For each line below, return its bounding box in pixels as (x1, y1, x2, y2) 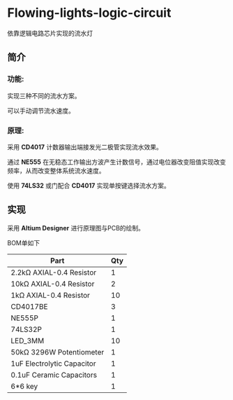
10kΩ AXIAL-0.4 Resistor (10, 279, 95, 289)
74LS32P (10, 324, 43, 334)
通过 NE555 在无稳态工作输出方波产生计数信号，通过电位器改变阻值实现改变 (7, 158, 227, 166)
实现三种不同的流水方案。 (7, 91, 81, 99)
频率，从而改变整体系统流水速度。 (7, 166, 105, 174)
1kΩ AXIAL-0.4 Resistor (10, 290, 91, 300)
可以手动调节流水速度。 (7, 106, 75, 115)
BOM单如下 (7, 238, 40, 247)
